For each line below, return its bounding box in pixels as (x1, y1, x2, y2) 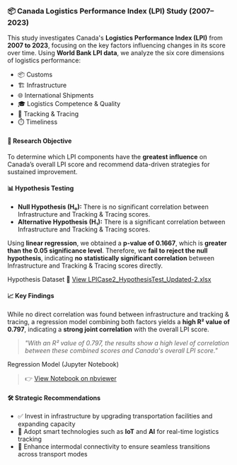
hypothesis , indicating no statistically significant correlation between (7, 253, 214, 262)
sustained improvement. (7, 167, 78, 176)
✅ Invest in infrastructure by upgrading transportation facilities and (17, 412, 213, 420)
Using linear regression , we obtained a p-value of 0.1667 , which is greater (7, 239, 227, 247)
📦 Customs (17, 70, 53, 79)
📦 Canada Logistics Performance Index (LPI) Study (7, 6, 187, 16)
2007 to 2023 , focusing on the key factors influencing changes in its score (7, 41, 226, 50)
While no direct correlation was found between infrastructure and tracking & (7, 310, 229, 318)
